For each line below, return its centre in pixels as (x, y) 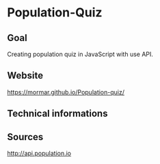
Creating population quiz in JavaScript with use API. (80, 54)
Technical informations (57, 114)
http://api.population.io (39, 153)
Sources (25, 137)
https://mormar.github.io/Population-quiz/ (66, 92)
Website (25, 76)
